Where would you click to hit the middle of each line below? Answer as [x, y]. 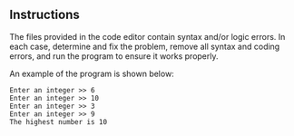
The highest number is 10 [58, 121]
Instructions [44, 15]
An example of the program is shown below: [92, 73]
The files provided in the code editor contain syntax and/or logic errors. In [147, 36]
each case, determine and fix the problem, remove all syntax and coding [145, 46]
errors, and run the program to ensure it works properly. [114, 56]
